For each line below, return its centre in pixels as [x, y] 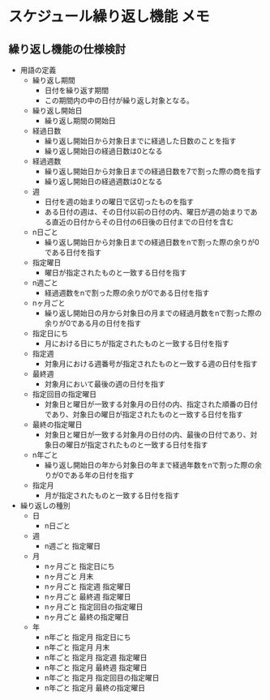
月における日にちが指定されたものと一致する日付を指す [137, 344]
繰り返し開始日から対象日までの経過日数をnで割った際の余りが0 [152, 242]
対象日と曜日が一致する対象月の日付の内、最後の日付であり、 [147, 435]
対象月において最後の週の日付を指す [105, 384]
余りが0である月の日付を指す [93, 323]
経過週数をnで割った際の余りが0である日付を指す [127, 293]
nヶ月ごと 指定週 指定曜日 [88, 587]
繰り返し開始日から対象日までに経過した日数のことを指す [140, 141]
